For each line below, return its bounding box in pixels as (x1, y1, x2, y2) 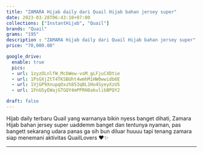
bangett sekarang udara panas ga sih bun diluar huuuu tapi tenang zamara (6, 128, 192, 135)
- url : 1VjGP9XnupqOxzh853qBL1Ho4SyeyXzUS (11, 82, 120, 88)
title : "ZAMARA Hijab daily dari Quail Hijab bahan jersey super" (6, 8, 177, 15)
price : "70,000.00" (6, 43, 56, 49)
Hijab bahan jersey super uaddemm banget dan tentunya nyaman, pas (6, 121, 181, 128)
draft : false (6, 98, 39, 105)
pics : (11, 65, 26, 71)
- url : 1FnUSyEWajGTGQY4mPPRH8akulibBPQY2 (11, 87, 120, 94)
